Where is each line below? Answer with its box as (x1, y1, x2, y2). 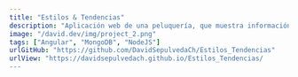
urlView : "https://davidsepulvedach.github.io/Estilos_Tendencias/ (9, 54, 264, 63)
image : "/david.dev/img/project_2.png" (9, 29, 157, 38)
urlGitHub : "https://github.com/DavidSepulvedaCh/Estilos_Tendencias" (9, 46, 276, 55)
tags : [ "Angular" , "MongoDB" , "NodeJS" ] (9, 37, 161, 47)
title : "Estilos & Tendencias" (9, 12, 125, 22)
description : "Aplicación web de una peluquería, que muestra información (9, 21, 292, 30)
